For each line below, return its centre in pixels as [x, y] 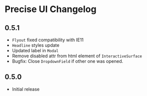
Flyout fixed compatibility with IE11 [48, 40]
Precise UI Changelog [51, 9]
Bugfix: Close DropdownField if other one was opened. [67, 61]
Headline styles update [36, 45]
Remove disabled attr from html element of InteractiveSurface [77, 56]
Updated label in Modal [35, 51]
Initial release [26, 89]
